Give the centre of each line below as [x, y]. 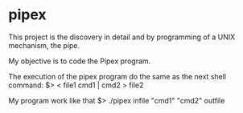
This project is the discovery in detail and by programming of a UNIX [122, 37]
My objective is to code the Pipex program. [80, 61]
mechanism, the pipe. [44, 45]
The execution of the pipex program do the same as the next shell [117, 76]
